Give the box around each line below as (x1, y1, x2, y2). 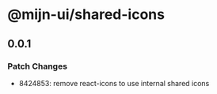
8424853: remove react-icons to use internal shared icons (18, 78, 210, 88)
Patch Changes (7, 61, 68, 72)
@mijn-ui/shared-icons (7, 6, 166, 24)
